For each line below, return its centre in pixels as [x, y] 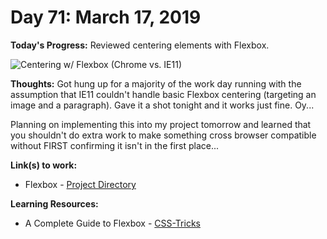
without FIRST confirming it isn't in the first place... [115, 145]
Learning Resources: [54, 203]
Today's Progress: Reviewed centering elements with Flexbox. [140, 45]
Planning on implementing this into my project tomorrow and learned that [161, 124]
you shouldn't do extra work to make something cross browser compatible [163, 135]
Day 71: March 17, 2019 [106, 17]
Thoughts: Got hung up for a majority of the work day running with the [156, 83]
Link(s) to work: [44, 165]
